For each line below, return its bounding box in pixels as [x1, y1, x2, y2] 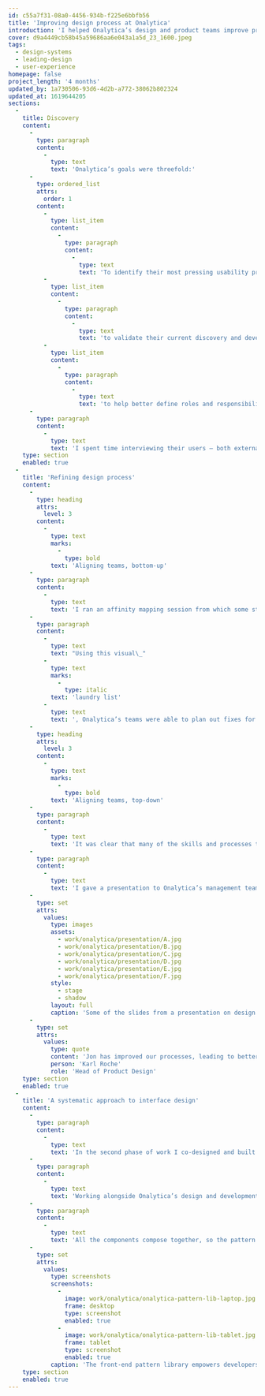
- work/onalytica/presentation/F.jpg [58, 972, 181, 980]
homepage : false [8, 70, 62, 78]
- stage [58, 987, 83, 995]
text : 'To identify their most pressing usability [78, 268, 248, 276]
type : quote [50, 1046, 90, 1054]
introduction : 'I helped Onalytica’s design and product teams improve [8, 26, 248, 34]
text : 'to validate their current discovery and [78, 334, 242, 342]
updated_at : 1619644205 [8, 92, 87, 100]
